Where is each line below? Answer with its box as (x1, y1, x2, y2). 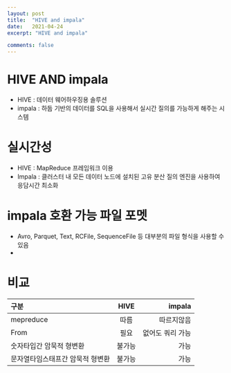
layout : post (7, 10, 45, 17)
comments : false (7, 42, 54, 49)
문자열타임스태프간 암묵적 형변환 (10, 354, 111, 363)
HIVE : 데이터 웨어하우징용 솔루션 (17, 95, 107, 104)
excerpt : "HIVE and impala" (7, 29, 89, 37)
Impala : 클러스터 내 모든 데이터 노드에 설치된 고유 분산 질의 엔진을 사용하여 (17, 172, 221, 181)
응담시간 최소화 (17, 181, 59, 189)
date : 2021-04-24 (7, 23, 64, 30)
